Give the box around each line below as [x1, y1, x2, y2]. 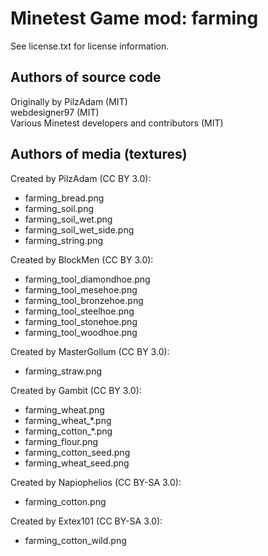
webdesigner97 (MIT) [10, 106, 100, 118]
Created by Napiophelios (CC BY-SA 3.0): [10, 476, 182, 488]
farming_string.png [24, 234, 104, 246]
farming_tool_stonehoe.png [24, 315, 138, 327]
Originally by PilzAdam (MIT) [10, 95, 128, 107]
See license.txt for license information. [10, 40, 170, 52]
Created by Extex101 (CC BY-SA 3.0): [10, 515, 163, 527]
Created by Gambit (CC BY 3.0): [10, 384, 142, 396]
